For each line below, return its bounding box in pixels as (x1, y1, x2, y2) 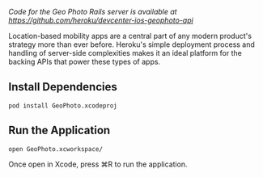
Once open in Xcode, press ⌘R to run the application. (8, 159, 188, 169)
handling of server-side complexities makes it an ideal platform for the (8, 48, 243, 57)
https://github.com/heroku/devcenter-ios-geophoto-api (8, 15, 194, 25)
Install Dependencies (8, 80, 117, 94)
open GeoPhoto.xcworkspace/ (8, 145, 104, 153)
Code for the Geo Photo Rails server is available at (8, 7, 177, 16)
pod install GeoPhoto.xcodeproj (8, 101, 117, 110)
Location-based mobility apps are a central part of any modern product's (8, 32, 252, 40)
